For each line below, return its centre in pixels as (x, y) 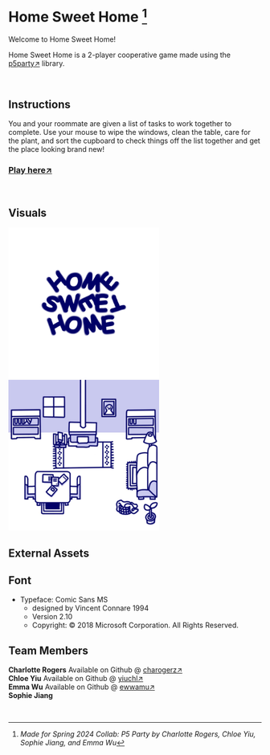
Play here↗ (30, 170)
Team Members (48, 650)
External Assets (49, 553)
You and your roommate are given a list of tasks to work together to (120, 124)
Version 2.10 (52, 617)
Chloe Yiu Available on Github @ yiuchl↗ (76, 679)
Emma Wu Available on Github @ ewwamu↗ (82, 687)
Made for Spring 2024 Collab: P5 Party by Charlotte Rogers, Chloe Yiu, (138, 734)
